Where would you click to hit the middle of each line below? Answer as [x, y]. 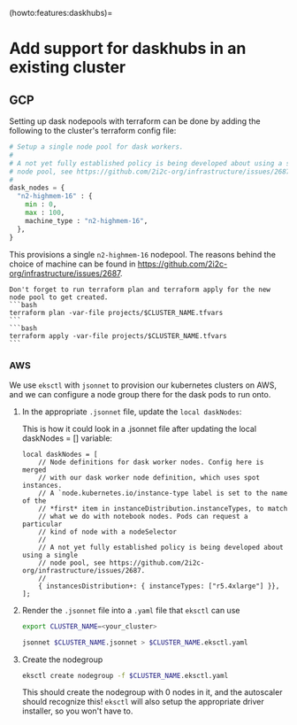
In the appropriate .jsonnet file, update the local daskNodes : [132, 412]
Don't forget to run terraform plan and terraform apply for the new [140, 289]
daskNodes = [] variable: [67, 438]
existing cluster [68, 68]
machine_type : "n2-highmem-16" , [87, 220]
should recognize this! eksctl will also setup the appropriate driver [143, 702]
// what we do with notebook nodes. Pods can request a [143, 516]
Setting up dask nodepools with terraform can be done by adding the [135, 121]
